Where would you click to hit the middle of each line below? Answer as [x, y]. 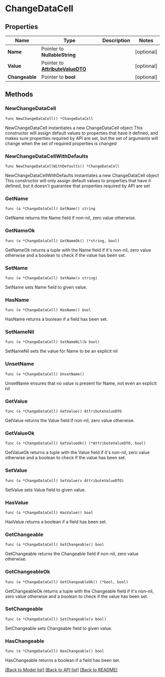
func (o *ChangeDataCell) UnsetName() [45, 374]
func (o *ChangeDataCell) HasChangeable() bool [55, 651]
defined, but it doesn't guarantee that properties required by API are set [78, 186]
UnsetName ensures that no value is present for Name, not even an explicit [81, 383]
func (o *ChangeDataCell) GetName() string [50, 209]
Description [116, 41]
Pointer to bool [58, 77]
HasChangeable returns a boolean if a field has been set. [63, 660]
